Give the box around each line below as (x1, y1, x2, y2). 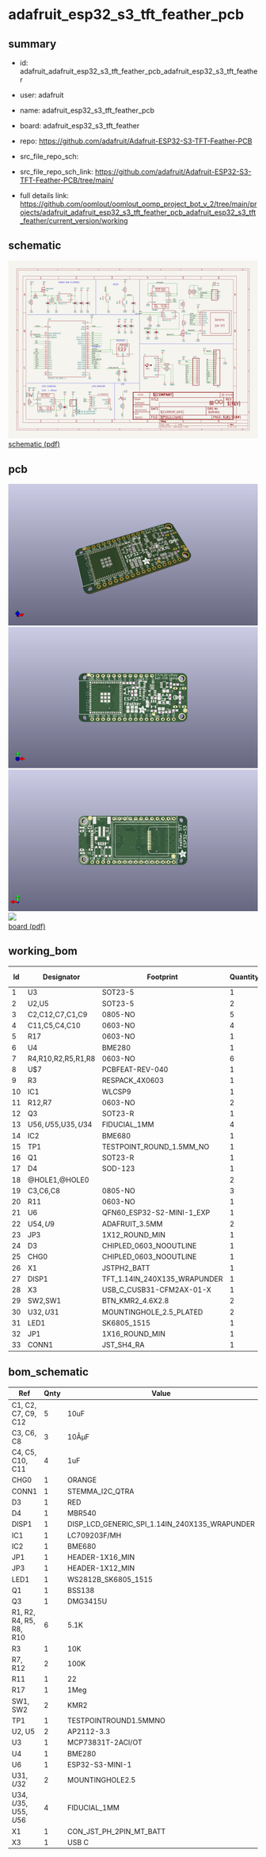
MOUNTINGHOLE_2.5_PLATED (101, 1307, 203, 1317)
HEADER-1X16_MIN (66, 1553, 135, 1562)
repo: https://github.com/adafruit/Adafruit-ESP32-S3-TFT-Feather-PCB (19, 136, 253, 146)
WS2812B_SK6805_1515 (66, 1574, 153, 1584)
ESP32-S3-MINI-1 (66, 1760, 132, 1769)
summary (8, 37, 57, 51)
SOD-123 (101, 1164, 135, 1173)
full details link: (19, 191, 70, 200)
